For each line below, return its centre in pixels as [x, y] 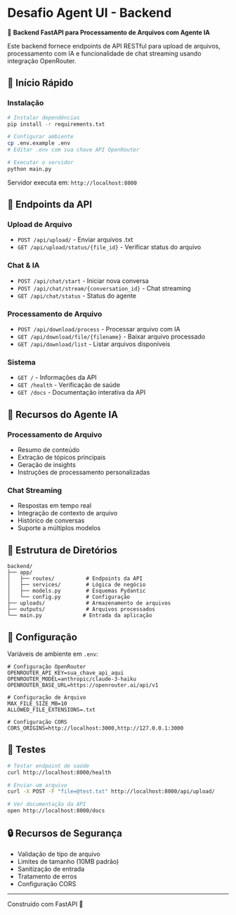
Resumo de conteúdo [48, 450]
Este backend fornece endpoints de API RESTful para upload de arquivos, [114, 46]
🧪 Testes [27, 750]
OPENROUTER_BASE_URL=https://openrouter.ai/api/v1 [83, 685]
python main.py [29, 169]
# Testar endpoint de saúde [48, 766]
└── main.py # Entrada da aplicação [80, 616]
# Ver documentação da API [47, 804]
